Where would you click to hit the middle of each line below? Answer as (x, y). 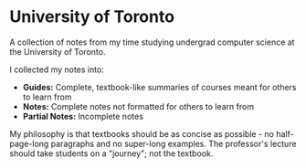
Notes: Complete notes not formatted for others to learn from (138, 106)
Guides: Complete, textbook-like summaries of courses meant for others (159, 87)
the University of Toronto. (58, 51)
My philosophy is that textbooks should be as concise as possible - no (142, 133)
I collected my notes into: (57, 69)
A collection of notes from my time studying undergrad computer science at (152, 42)
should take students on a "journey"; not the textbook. (111, 153)
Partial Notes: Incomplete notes (83, 116)
